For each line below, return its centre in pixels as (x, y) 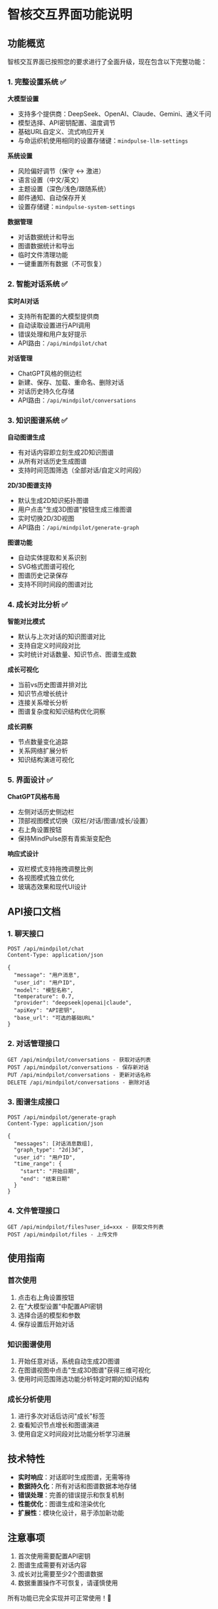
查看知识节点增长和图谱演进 (58, 1425)
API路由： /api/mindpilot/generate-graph (78, 527)
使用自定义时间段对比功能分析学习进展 (74, 1434)
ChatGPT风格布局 (34, 797)
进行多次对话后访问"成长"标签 (61, 1416)
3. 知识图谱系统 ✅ (37, 420)
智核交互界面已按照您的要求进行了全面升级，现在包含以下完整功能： (107, 62)
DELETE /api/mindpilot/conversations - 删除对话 (79, 1083)
